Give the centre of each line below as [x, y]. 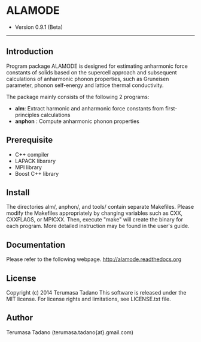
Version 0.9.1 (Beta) [39, 27]
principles [27, 115]
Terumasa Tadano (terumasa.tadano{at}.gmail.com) [70, 332]
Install [18, 192]
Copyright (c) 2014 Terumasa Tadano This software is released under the [96, 292]
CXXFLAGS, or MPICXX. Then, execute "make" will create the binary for [95, 220]
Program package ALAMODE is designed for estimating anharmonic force [97, 66]
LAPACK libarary [35, 161]
